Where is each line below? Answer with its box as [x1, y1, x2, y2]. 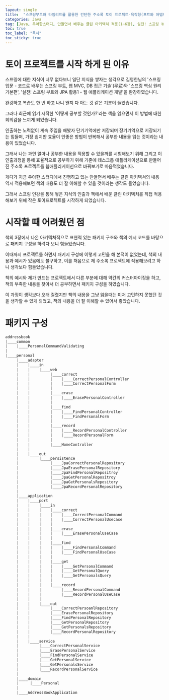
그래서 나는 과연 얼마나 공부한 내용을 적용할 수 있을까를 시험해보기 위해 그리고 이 [5, 151, 162, 157]
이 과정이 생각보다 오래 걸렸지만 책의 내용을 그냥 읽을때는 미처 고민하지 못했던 [5, 292, 157, 298]
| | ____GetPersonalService [16, 658, 92, 663]
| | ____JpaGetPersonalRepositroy [16, 474, 116, 480]
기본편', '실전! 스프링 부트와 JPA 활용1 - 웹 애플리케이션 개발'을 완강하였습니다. [5, 89, 159, 95]
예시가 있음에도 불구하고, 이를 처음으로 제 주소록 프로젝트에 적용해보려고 [14, 257, 156, 263]
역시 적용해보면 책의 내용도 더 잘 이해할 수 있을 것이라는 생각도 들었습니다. [5, 180, 150, 186]
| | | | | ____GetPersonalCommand [16, 564, 114, 569]
